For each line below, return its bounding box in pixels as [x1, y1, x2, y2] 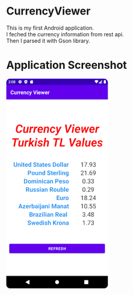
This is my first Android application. [6, 24, 94, 31]
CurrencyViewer [6, 4, 91, 18]
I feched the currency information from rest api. [6, 30, 125, 37]
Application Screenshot [6, 59, 128, 72]
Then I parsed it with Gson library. [6, 37, 90, 44]
